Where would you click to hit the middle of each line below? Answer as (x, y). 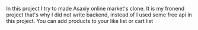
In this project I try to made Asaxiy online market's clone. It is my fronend (95, 9)
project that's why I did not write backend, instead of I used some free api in (99, 15)
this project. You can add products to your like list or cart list (80, 21)
